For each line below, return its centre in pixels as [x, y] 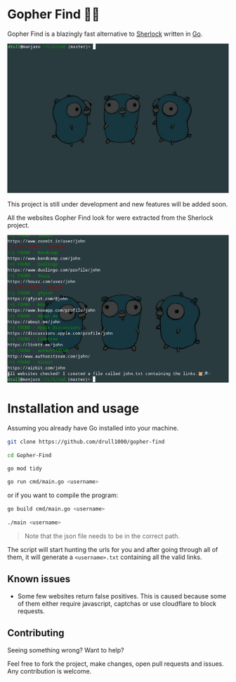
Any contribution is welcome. [50, 671]
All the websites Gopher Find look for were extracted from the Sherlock [110, 218]
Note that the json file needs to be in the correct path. [102, 536]
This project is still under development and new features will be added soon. [118, 204]
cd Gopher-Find [29, 455]
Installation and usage [73, 408]
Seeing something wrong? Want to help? [66, 650]
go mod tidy [25, 469]
